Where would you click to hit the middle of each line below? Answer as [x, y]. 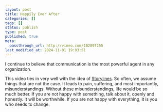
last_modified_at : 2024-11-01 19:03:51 [45, 50]
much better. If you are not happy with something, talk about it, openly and [80, 94]
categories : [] [20, 18]
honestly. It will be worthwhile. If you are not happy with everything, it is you [81, 99]
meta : [10, 41]
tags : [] [14, 23]
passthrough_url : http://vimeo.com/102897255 [56, 46]
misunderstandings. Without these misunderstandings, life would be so [76, 89]
